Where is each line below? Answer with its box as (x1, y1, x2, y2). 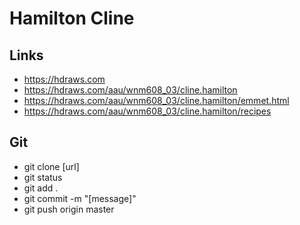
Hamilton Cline (9, 7, 135, 30)
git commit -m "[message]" (23, 192, 137, 204)
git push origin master (23, 203, 115, 215)
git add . (23, 182, 59, 194)
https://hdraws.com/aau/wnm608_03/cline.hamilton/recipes (23, 105, 272, 117)
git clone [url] (23, 160, 80, 172)
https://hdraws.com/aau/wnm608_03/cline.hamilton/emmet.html (23, 95, 290, 106)
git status (23, 171, 63, 183)
